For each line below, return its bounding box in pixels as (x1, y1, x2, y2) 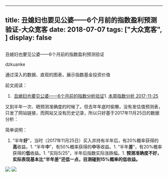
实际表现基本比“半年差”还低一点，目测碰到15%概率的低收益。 (12, 156, 140, 162)
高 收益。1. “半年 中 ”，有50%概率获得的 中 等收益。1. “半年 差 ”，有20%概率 (12, 143, 162, 149)
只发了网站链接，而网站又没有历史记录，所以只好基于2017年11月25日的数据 (5, 110, 160, 116)
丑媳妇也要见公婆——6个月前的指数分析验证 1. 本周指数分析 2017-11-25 (13, 93, 158, 99)
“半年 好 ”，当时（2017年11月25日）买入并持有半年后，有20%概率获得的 (12, 137, 159, 143)
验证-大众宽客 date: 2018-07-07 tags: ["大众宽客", (5, 26, 162, 34)
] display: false (5, 34, 52, 42)
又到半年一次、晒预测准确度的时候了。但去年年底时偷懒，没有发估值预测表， (5, 103, 163, 109)
